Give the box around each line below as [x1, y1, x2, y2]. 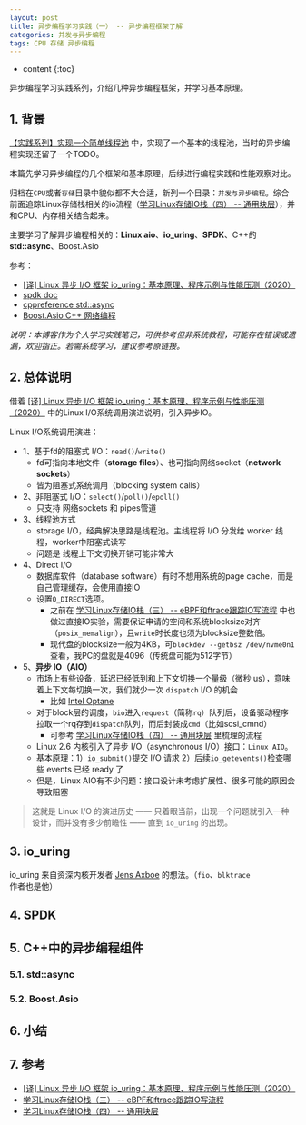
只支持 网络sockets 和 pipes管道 [35, 502, 157, 513]
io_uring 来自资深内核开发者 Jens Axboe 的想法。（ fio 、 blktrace [9, 869, 251, 880]
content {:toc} [22, 64, 75, 75]
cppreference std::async [22, 299, 115, 310]
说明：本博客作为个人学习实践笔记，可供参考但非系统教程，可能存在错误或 [9, 329, 288, 341]
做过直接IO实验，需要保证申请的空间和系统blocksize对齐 [49, 615, 262, 627]
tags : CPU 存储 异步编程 [9, 38, 95, 48]
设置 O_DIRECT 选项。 [35, 592, 109, 604]
